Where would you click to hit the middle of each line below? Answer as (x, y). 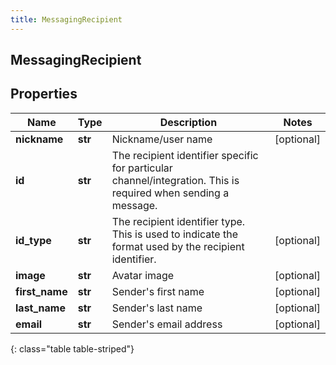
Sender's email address (167, 324)
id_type (33, 240)
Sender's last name (157, 308)
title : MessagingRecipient (66, 19)
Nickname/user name (162, 139)
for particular (142, 168)
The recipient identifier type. (178, 221)
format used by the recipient (178, 246)
